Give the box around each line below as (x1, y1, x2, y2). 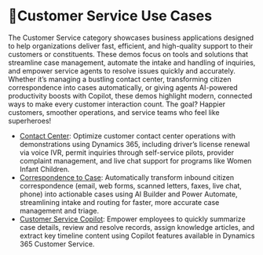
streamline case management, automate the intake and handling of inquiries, (8, 58, 256, 67)
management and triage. (19, 206, 100, 215)
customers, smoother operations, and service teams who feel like (8, 107, 220, 117)
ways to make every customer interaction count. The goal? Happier (8, 99, 226, 109)
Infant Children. (19, 164, 70, 174)
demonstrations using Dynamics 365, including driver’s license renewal (19, 139, 250, 149)
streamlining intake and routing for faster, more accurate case (19, 197, 220, 207)
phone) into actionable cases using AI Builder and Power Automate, (19, 189, 238, 199)
